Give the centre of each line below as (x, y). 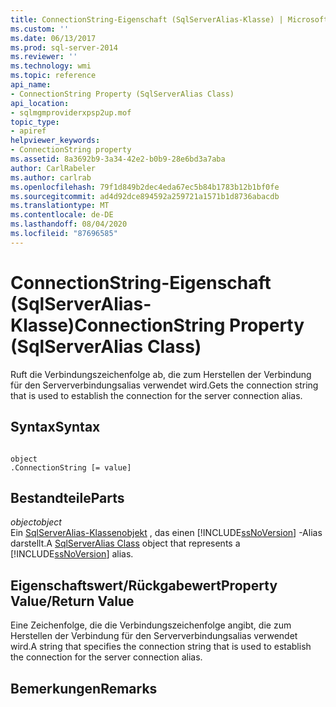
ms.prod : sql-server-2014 (64, 47)
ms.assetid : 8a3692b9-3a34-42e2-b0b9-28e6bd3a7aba (118, 159)
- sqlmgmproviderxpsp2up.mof (71, 112)
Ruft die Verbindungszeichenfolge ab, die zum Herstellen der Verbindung (161, 374)
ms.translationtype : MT (60, 206)
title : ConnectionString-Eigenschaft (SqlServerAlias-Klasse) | (147, 19)
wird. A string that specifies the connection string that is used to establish (161, 647)
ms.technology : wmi (51, 66)
